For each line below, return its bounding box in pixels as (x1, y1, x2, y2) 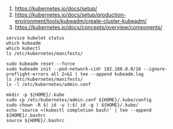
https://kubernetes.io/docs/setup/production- (14, 11, 126, 18)
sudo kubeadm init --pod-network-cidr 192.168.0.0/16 (6, 66, 142, 72)
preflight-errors (6, 71, 49, 77)
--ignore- (143, 66, 168, 72)
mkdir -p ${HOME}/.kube (6, 92, 65, 98)
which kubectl (6, 45, 41, 51)
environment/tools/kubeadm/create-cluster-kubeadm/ (14, 18, 147, 24)
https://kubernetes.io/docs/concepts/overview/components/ (14, 24, 162, 31)
